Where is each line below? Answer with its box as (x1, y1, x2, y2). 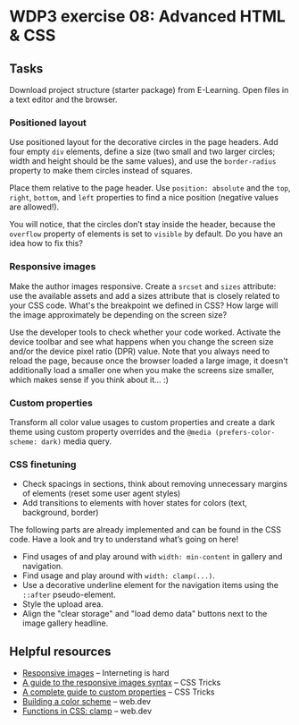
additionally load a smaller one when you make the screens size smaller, (9, 364, 275, 375)
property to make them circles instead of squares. (9, 166, 194, 176)
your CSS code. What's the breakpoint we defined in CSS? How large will (9, 300, 278, 311)
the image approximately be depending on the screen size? (9, 309, 228, 320)
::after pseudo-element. (21, 589, 116, 601)
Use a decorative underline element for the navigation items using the (21, 580, 279, 591)
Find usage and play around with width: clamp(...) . (21, 570, 216, 581)
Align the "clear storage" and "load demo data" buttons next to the (21, 609, 268, 619)
